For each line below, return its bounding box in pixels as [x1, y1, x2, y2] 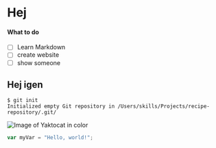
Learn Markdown [16, 43, 66, 51]
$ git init [7, 97, 38, 104]
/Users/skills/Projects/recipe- [117, 103, 211, 110]
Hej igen [7, 79, 43, 90]
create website [16, 51, 60, 59]
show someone [16, 58, 61, 66]
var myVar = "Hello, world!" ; [7, 134, 94, 141]
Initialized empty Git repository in [7, 103, 115, 110]
